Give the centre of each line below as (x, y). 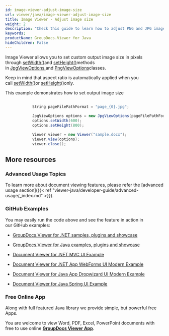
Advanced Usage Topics (36, 174)
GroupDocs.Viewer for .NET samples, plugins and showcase (75, 235)
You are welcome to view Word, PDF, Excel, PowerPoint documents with (80, 323)
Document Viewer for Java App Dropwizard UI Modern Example (78, 274)
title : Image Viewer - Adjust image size (49, 19)
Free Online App (25, 297)
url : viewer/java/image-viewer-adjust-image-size (58, 15)
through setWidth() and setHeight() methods (50, 62)
